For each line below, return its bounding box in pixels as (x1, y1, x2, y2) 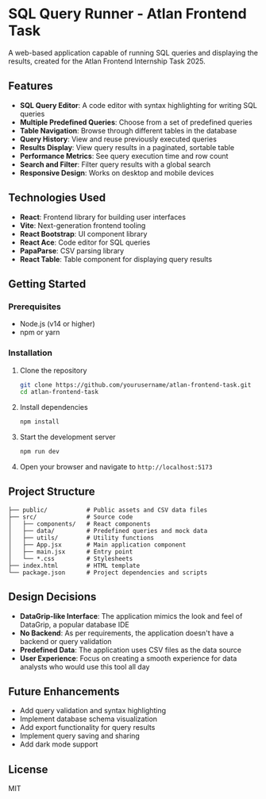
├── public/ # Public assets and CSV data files (8, 506, 208, 514)
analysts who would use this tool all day (19, 662, 150, 671)
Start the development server (19, 432, 117, 442)
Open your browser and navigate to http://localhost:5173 (19, 462, 213, 472)
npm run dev (19, 448, 60, 456)
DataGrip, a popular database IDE (19, 620, 129, 629)
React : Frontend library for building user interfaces (19, 212, 187, 222)
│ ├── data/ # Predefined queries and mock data (8, 527, 208, 535)
